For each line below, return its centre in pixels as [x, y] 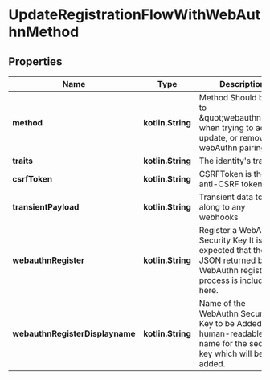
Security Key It [227, 240]
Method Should [228, 98]
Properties [35, 61]
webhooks [219, 217]
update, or [219, 138]
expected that [225, 250]
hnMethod [44, 32]
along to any [222, 207]
